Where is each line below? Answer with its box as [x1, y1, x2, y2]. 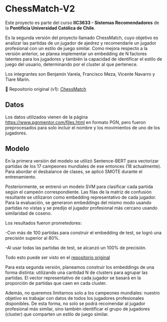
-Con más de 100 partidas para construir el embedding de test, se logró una [5, 229, 161, 236]
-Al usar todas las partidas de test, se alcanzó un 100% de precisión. [5, 244, 146, 251]
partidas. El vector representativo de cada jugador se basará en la [5, 274, 141, 281]
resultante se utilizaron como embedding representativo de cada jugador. [5, 194, 156, 200]
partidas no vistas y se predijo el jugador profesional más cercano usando [5, 205, 158, 211]
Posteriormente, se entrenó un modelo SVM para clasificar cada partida [5, 184, 153, 190]
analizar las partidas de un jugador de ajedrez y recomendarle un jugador [5, 40, 156, 46]
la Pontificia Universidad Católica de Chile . [5, 25, 95, 31]
